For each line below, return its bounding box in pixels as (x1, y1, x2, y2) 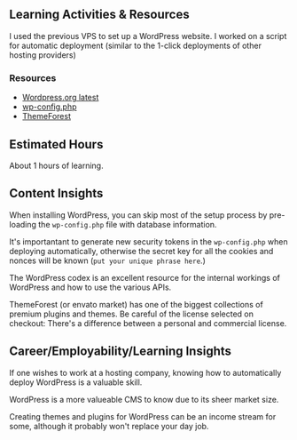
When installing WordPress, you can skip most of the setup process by (9, 209, 268, 220)
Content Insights (9, 186, 104, 201)
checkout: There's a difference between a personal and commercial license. (9, 317, 287, 328)
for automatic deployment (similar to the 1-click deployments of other (9, 40, 262, 51)
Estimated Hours (9, 137, 104, 152)
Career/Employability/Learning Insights (9, 344, 232, 359)
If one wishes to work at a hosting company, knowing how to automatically (9, 367, 282, 378)
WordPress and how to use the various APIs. (9, 282, 172, 292)
